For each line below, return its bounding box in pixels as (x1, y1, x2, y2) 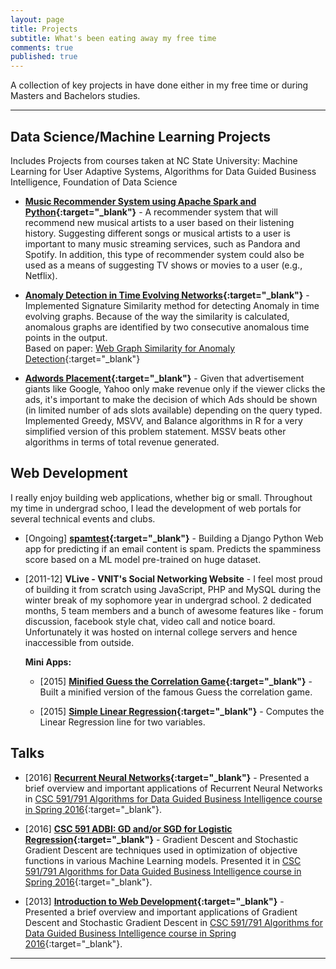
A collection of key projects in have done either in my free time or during (10, 79, 309, 91)
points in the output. (24, 331, 108, 343)
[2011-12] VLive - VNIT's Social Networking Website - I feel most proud (24, 572, 323, 585)
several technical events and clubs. (10, 512, 156, 525)
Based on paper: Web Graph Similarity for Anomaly (24, 342, 236, 354)
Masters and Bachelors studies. (10, 90, 141, 102)
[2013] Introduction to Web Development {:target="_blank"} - (24, 895, 285, 907)
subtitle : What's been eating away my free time (10, 33, 217, 43)
